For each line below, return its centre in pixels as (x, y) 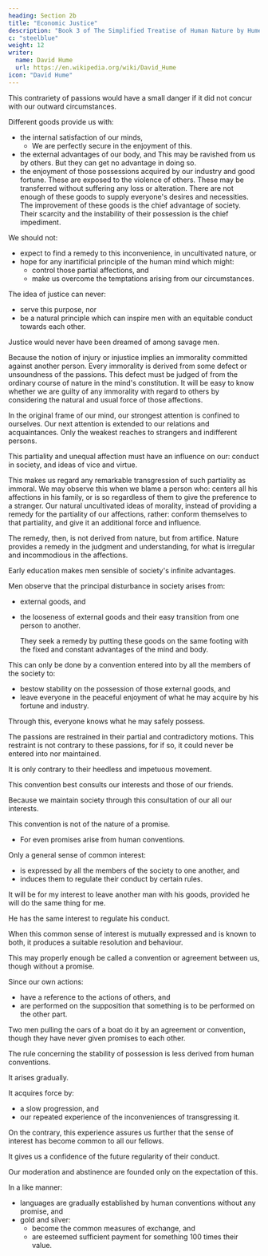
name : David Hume (44, 61)
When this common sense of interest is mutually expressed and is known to (132, 933)
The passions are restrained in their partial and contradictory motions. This (131, 736)
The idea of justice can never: (57, 294)
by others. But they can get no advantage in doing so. (108, 162)
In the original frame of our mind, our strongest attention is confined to (124, 415)
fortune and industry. (54, 705)
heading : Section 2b (43, 16)
